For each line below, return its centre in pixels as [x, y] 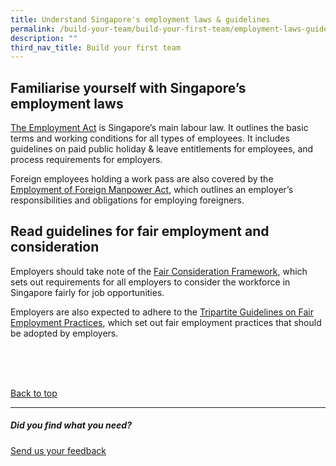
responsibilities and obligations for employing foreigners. [127, 200]
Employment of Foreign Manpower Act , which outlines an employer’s [152, 190]
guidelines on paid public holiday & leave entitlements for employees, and [162, 149]
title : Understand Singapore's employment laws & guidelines [140, 19]
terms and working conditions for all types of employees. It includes [150, 138]
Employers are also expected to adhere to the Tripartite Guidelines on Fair [162, 312]
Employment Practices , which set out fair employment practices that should [166, 322]
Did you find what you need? [71, 425]
